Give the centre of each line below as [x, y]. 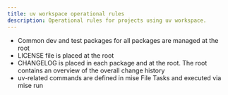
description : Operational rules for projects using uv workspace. [107, 20]
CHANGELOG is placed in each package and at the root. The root [112, 63]
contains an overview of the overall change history [91, 70]
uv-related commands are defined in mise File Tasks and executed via [119, 77]
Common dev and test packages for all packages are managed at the [118, 40]
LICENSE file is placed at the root [66, 55]
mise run [30, 85]
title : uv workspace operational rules [66, 14]
